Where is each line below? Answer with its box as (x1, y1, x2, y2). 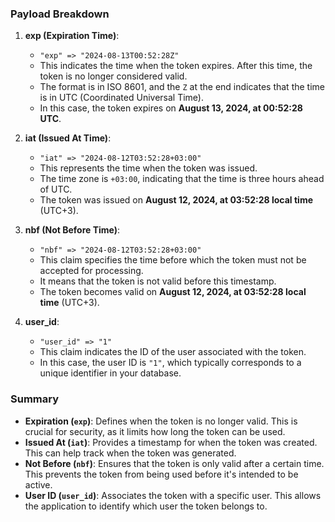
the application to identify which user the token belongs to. (24, 500, 268, 512)
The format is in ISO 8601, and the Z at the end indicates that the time (39, 81, 325, 93)
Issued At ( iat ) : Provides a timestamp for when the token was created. (24, 436, 318, 448)
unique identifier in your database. (39, 367, 182, 379)
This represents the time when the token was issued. (39, 162, 258, 174)
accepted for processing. (39, 265, 144, 277)
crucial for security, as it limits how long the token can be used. (24, 425, 286, 437)
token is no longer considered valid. (39, 70, 188, 82)
